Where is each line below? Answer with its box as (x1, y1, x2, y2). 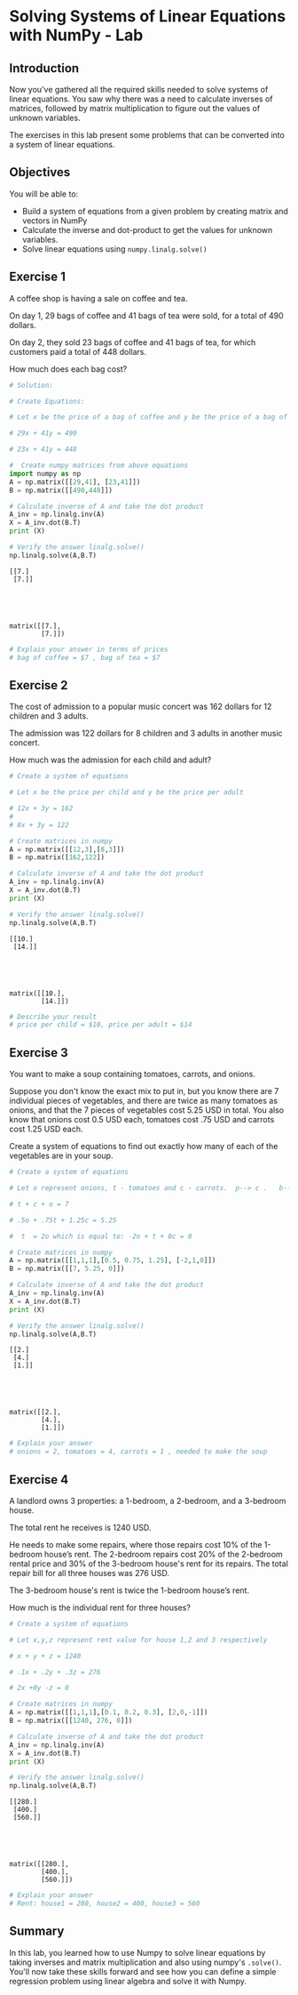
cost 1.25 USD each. (9, 1123, 83, 1135)
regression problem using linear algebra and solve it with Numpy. (9, 1975, 247, 1986)
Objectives (9, 165, 71, 180)
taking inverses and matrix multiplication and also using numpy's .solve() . (9, 1957, 282, 1967)
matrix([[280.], (9, 1860, 69, 1869)
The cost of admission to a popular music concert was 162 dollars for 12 (9, 701, 272, 712)
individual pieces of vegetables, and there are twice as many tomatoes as (9, 1096, 278, 1106)
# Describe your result (9, 1012, 98, 1021)
